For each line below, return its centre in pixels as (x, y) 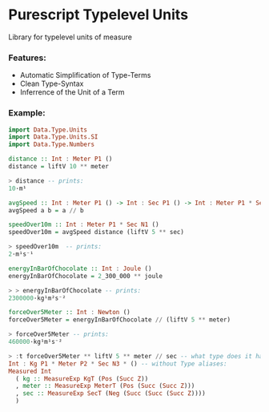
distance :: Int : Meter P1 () (60, 159)
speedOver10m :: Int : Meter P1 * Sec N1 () (84, 225)
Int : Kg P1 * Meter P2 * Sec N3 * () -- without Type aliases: (118, 364)
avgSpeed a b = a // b (46, 210)
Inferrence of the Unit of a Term (72, 92)
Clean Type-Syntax (52, 84)
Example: (27, 113)
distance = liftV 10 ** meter (59, 167)
